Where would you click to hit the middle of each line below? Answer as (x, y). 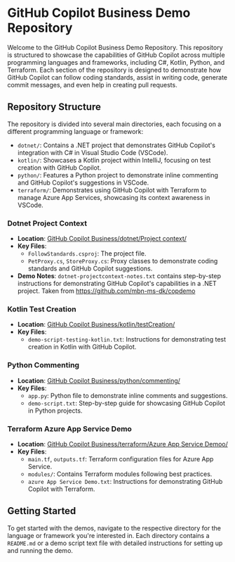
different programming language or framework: (75, 131)
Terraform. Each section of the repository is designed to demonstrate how (114, 70)
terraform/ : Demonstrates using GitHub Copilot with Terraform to (112, 190)
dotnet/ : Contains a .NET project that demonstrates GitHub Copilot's (116, 145)
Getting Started (42, 511)
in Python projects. (55, 411)
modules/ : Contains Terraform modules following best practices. (120, 474)
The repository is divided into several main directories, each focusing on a (114, 124)
